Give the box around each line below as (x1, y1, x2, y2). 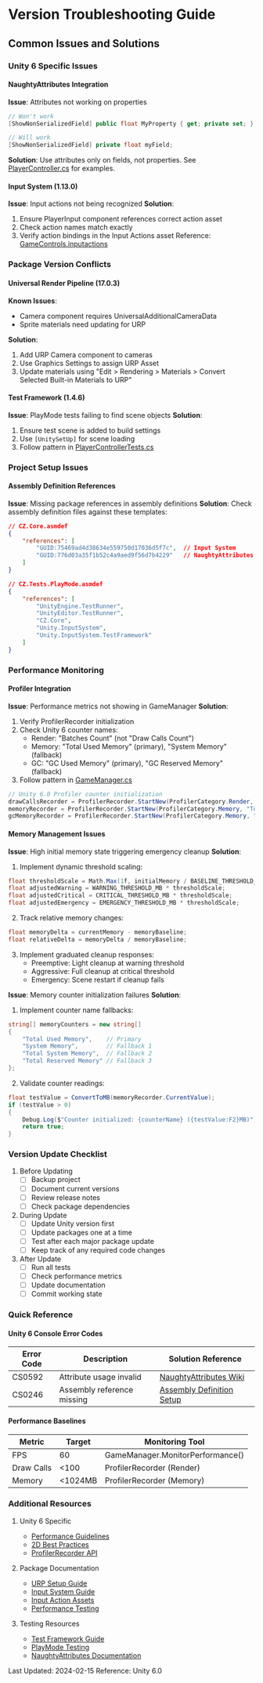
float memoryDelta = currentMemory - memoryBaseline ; (8, 928, 188, 936)
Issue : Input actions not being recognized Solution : (8, 199, 175, 209)
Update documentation (31, 1280, 106, 1290)
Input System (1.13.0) (8, 181, 78, 191)
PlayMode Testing (31, 1642, 90, 1652)
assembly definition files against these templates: (8, 507, 168, 516)
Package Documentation (19, 1563, 99, 1572)
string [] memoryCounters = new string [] (8, 1020, 142, 1028)
